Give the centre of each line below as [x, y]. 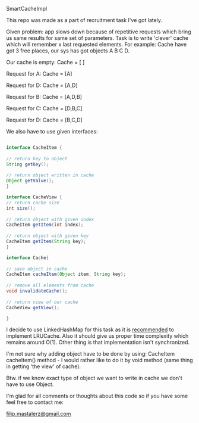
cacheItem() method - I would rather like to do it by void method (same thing [99, 360]
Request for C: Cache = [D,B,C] [44, 108]
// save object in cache [37, 269]
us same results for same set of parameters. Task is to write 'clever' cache [97, 38]
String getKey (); [28, 164]
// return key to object [37, 158]
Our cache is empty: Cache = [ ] [45, 62]
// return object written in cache [50, 175]
